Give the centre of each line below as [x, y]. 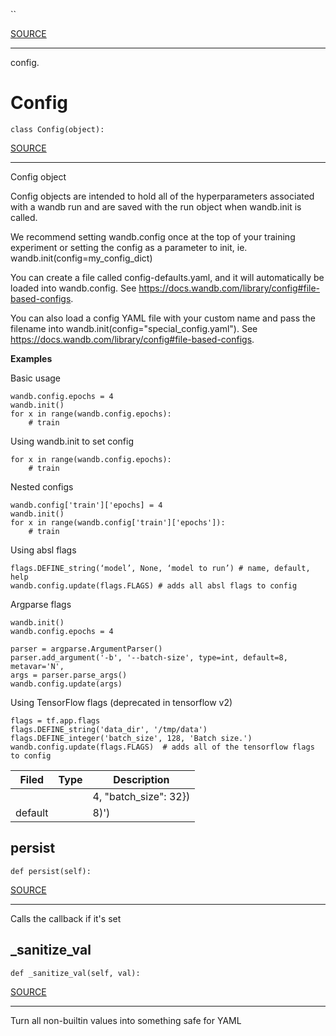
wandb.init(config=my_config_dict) [81, 258]
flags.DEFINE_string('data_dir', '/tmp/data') [109, 729]
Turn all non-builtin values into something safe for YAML [126, 1020]
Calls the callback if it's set [66, 918]
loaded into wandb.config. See [73, 288]
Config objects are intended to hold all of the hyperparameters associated [162, 196]
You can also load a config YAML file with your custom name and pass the [163, 318]
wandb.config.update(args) [66, 684]
